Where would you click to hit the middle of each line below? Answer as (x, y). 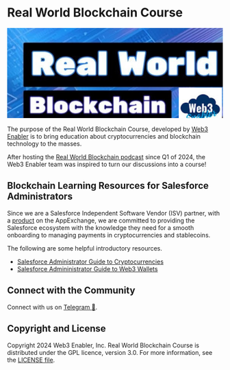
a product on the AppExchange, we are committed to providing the (101, 220)
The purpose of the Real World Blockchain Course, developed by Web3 (108, 129)
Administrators (40, 197)
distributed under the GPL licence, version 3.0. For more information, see (110, 352)
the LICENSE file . (31, 360)
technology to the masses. (44, 144)
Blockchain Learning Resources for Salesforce (108, 186)
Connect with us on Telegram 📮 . (52, 307)
